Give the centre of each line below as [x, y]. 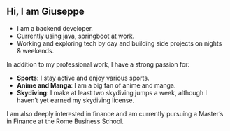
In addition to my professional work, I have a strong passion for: [98, 64]
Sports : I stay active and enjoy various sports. [83, 78]
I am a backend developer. [55, 28]
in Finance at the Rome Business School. [65, 121]
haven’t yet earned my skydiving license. [76, 100]
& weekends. [35, 50]
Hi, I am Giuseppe [45, 12]
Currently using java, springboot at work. [76, 36]
